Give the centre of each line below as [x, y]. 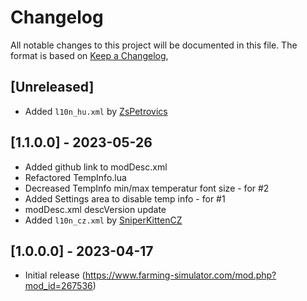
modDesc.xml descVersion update [95, 209]
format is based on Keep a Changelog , [89, 55]
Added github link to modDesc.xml [96, 167]
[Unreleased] [52, 87]
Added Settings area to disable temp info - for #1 [125, 198]
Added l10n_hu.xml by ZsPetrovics [96, 111]
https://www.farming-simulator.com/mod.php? [180, 275]
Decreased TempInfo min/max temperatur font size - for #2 [147, 188]
